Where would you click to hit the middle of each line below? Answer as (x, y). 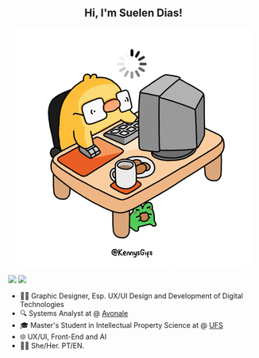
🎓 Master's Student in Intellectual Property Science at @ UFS (122, 325)
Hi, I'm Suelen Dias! (133, 13)
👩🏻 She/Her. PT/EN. (52, 345)
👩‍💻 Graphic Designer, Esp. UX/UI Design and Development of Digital (131, 296)
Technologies (42, 304)
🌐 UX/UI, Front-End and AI (63, 337)
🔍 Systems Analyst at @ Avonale (74, 313)
